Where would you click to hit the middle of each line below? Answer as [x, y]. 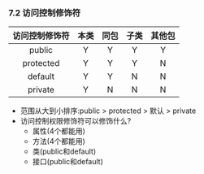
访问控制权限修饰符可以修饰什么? [76, 121]
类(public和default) [64, 151]
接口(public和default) [68, 162]
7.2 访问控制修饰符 [45, 12]
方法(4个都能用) [59, 141]
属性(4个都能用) [59, 131]
